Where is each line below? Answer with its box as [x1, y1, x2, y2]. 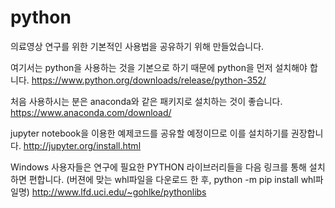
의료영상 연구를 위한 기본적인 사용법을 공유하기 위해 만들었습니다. [10, 40, 265, 52]
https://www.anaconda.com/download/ [10, 106, 172, 118]
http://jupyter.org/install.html [23, 139, 142, 151]
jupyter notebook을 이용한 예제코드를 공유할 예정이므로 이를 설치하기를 [10, 127, 289, 139]
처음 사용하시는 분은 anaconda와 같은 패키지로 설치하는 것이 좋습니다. [10, 95, 283, 107]
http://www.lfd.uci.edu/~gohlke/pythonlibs [31, 186, 207, 198]
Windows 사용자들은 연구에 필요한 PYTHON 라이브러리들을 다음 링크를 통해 [10, 161, 307, 173]
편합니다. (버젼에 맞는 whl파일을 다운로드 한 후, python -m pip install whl [28, 173, 316, 185]
